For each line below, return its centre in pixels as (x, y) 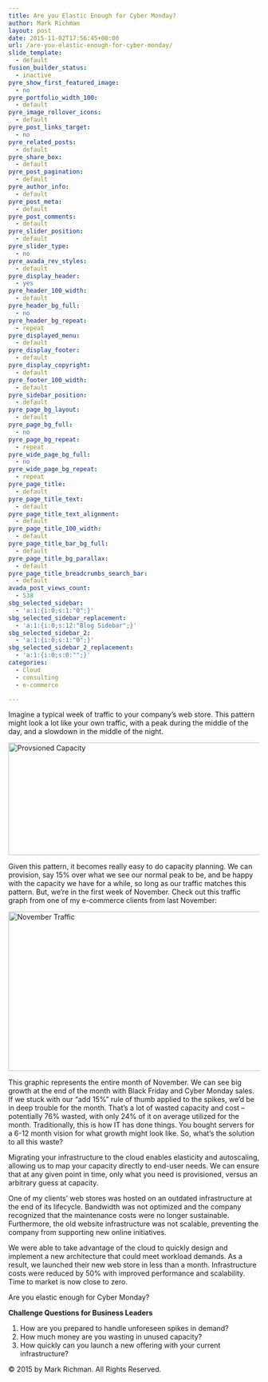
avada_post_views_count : (49, 589)
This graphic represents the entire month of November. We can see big (125, 1082)
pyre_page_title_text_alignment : (64, 514)
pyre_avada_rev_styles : (48, 261)
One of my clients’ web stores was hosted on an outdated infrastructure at (130, 1198)
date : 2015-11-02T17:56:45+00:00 (64, 38)
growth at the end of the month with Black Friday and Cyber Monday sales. (132, 1091)
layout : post (30, 30)
